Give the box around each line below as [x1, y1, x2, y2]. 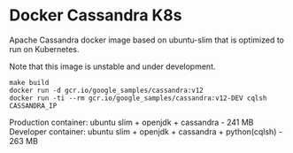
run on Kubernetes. [9, 43, 80, 54]
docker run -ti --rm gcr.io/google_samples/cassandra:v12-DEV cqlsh [9, 94, 267, 103]
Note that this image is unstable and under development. [9, 61, 216, 72]
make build [9, 78, 50, 87]
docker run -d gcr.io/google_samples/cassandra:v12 [9, 86, 204, 95]
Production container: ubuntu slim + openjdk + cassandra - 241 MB [9, 117, 254, 127]
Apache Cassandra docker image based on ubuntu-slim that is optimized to [9, 34, 285, 45]
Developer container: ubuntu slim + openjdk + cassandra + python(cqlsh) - [9, 126, 283, 137]
